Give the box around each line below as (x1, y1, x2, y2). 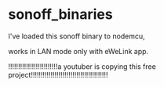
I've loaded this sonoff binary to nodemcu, (8, 31, 145, 41)
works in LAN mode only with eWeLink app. (8, 46, 149, 56)
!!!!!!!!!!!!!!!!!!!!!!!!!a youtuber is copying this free (8, 61, 157, 71)
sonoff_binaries (8, 5, 113, 24)
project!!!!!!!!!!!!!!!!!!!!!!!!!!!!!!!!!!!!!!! (8, 70, 108, 79)
